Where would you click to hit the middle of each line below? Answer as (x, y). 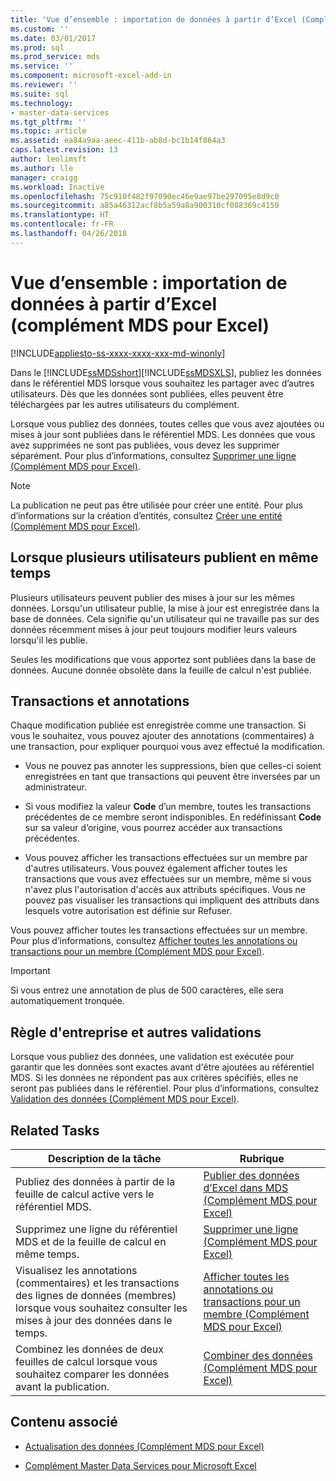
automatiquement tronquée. (67, 1001)
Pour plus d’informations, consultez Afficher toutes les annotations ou (154, 941)
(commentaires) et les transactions (97, 1283)
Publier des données (251, 1175)
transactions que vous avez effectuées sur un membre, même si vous (168, 879)
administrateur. (55, 787)
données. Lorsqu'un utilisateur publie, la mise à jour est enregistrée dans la (165, 608)
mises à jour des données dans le (94, 1320)
